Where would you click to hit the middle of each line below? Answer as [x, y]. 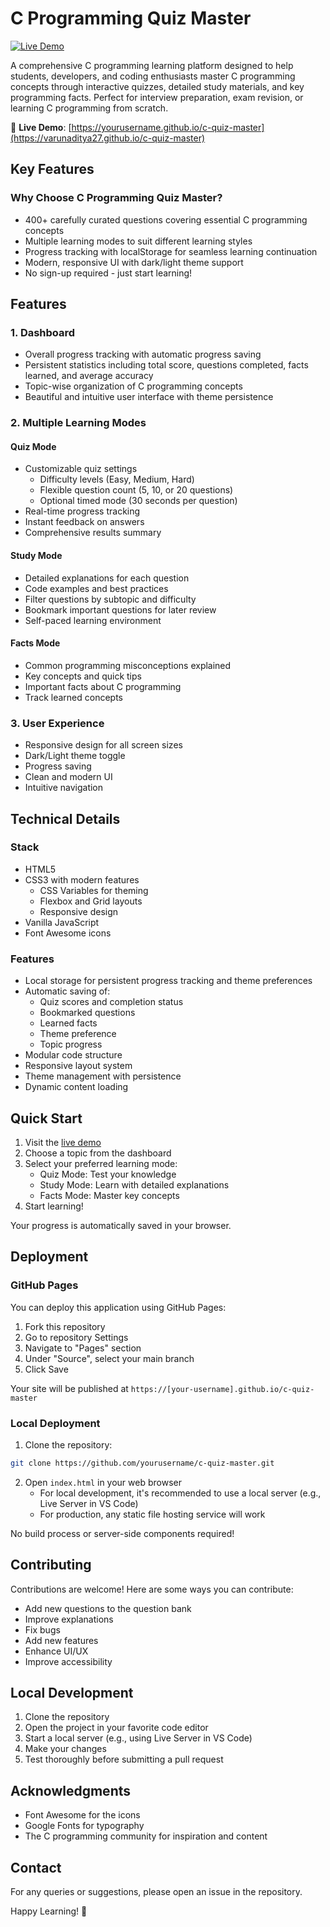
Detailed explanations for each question [107, 578]
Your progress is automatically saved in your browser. [121, 1225]
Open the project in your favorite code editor [116, 1728]
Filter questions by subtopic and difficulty [110, 599]
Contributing [51, 1565]
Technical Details [65, 818]
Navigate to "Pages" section [83, 1348]
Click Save [46, 1369]
